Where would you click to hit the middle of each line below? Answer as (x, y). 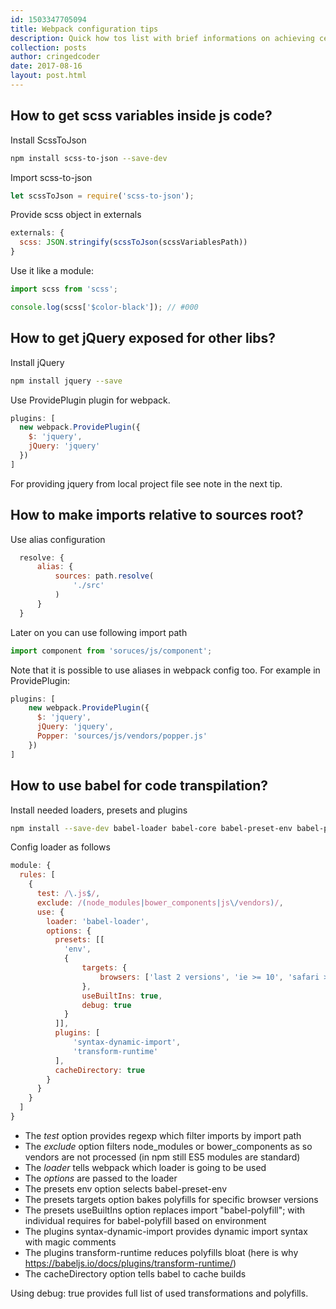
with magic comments (70, 1242)
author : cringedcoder (55, 57)
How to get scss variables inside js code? (141, 116)
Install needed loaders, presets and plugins (99, 810)
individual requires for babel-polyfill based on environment (145, 1220)
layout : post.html (48, 76)
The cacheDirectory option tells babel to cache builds (135, 1273)
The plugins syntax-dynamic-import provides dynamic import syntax (166, 1231)
